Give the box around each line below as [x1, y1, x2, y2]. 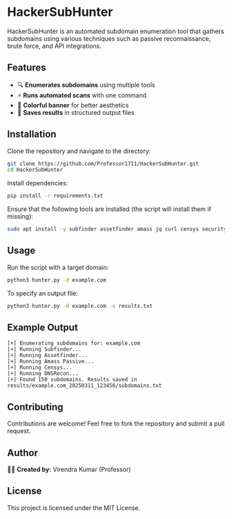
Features [7, 62, 46, 73]
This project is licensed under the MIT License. [7, 503, 141, 512]
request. [7, 427, 31, 435]
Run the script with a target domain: [7, 263, 109, 271]
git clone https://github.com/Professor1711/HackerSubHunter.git [7, 160, 199, 167]
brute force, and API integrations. [7, 42, 101, 50]
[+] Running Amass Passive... [7, 358, 95, 365]
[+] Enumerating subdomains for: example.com [7, 340, 140, 347]
